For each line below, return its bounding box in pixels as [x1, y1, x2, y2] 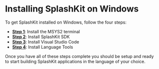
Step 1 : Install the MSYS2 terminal [12, 28, 80, 34]
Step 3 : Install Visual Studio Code [12, 39, 79, 44]
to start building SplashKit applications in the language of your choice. [5, 58, 146, 64]
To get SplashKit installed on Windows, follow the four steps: [5, 19, 127, 25]
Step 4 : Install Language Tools [12, 44, 73, 50]
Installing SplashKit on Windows [5, 3, 139, 14]
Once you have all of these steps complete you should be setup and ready [5, 53, 154, 59]
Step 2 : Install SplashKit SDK [12, 34, 70, 40]
